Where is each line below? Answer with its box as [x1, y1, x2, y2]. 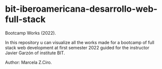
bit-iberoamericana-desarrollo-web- [5, 3, 158, 15]
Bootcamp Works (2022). [5, 30, 56, 36]
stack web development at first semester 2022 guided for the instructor [5, 45, 149, 50]
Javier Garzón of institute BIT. [5, 50, 65, 56]
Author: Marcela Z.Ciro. [5, 59, 52, 65]
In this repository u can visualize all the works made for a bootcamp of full [5, 39, 155, 45]
